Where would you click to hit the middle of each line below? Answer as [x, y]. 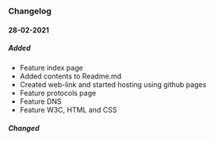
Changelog [30, 11]
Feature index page [51, 68]
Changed [24, 128]
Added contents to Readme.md [71, 76]
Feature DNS [40, 101]
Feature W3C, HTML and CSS [68, 110]
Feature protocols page [58, 93]
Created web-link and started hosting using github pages [113, 85]
